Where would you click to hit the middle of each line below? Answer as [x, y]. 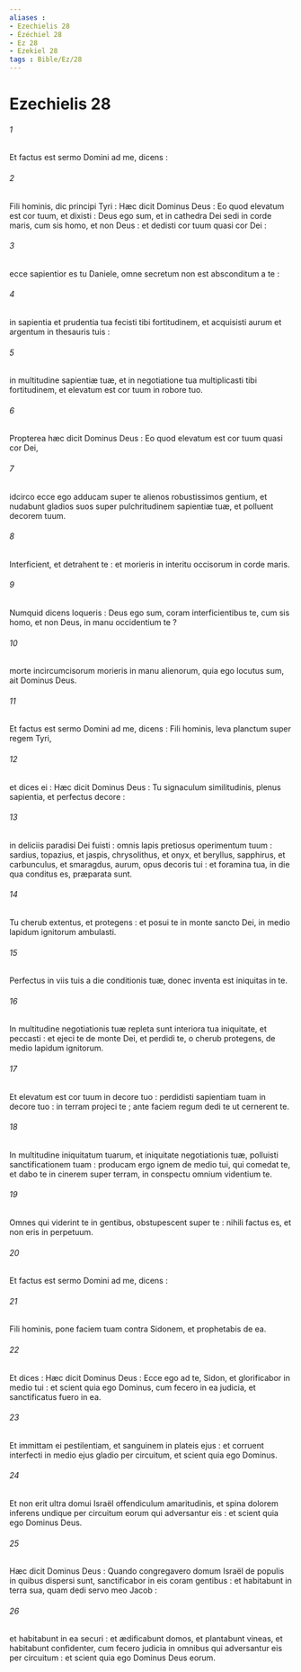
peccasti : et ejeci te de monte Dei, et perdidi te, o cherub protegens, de [142, 1039]
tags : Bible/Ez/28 [46, 59]
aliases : [28, 18]
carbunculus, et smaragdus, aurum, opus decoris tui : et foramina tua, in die [150, 864]
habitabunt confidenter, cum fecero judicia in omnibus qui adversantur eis [146, 1649]
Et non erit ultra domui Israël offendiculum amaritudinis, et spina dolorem [144, 1504]
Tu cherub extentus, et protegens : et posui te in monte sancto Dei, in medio [150, 922]
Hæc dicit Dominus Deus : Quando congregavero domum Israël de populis [147, 1571]
